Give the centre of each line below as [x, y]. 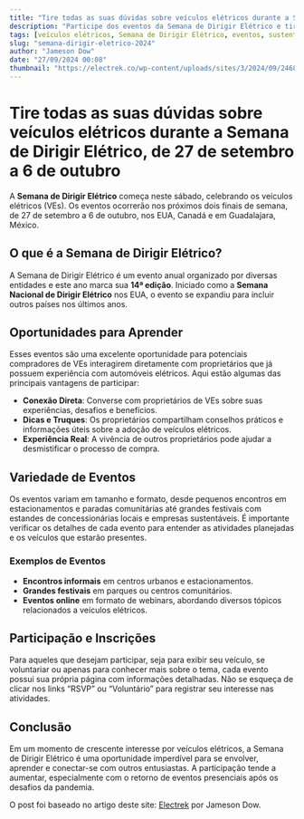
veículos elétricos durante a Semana [149, 133]
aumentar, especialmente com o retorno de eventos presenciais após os [144, 778]
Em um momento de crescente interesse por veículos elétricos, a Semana [147, 749]
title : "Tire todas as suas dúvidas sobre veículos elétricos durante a [149, 18]
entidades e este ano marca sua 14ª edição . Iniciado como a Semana [139, 284]
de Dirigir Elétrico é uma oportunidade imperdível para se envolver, [134, 758]
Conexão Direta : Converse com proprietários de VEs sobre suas [142, 400]
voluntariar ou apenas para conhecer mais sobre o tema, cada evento [139, 670]
